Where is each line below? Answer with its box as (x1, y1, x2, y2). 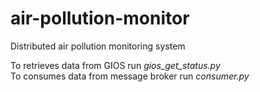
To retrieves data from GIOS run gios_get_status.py (10, 59, 221, 71)
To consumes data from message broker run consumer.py (10, 70, 250, 82)
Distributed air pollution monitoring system (10, 40, 186, 52)
